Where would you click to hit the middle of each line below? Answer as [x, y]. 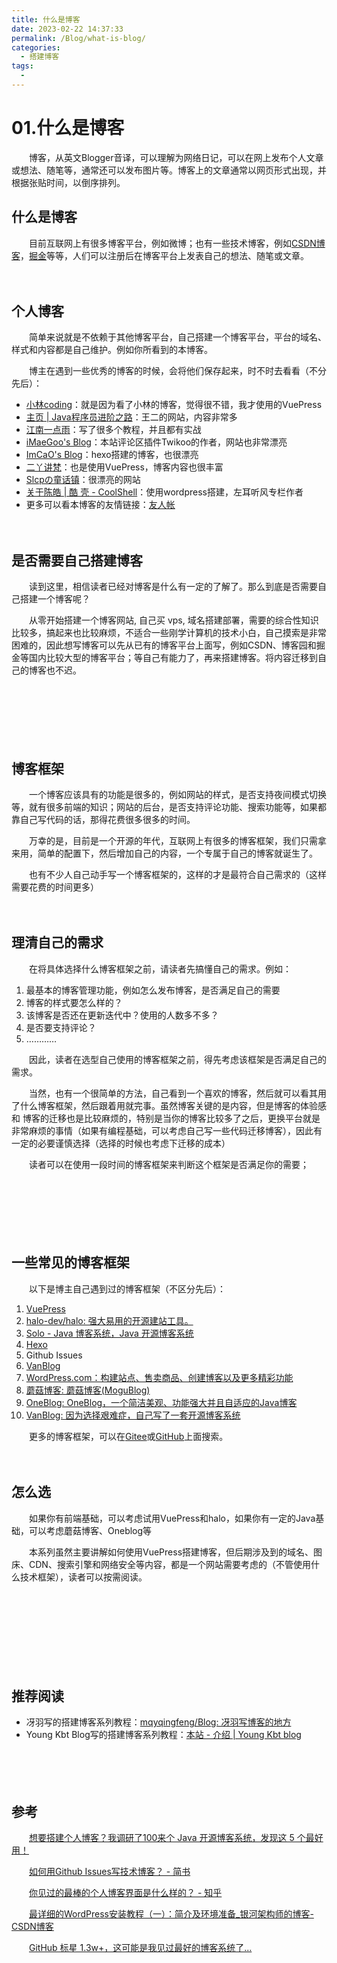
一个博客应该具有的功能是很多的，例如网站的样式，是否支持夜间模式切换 [177, 795]
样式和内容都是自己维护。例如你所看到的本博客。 [112, 350]
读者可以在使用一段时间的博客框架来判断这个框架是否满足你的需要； [168, 1164]
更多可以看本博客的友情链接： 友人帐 [100, 505]
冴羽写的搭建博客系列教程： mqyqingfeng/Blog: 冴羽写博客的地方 [158, 1722]
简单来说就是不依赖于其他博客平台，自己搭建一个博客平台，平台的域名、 [177, 337]
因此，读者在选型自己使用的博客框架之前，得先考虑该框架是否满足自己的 [177, 1059]
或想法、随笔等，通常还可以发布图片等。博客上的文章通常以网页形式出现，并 [169, 170]
